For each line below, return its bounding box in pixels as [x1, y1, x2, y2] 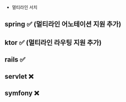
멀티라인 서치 [11, 4, 38, 10]
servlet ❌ [4, 72, 34, 80]
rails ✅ [4, 56, 26, 64]
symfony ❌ [4, 89, 39, 97]
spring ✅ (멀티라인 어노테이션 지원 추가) [4, 20, 122, 29]
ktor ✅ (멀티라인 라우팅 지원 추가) [4, 38, 102, 47]
